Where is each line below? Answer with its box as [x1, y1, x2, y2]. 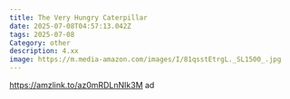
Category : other [9, 38, 71, 48]
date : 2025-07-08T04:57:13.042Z [9, 22, 131, 31]
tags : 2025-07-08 [9, 30, 75, 39]
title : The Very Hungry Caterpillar [9, 13, 148, 22]
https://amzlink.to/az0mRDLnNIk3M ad [9, 80, 155, 90]
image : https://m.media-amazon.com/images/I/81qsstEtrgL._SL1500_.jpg [9, 55, 282, 64]
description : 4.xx [9, 47, 79, 56]
